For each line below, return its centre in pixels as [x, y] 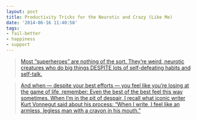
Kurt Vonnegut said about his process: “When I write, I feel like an [100, 104]
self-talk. [31, 74]
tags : [13, 28]
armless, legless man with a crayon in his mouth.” [81, 111]
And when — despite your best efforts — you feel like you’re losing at [105, 85]
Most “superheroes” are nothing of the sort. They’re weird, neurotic [102, 61]
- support [18, 45]
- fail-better [24, 34]
